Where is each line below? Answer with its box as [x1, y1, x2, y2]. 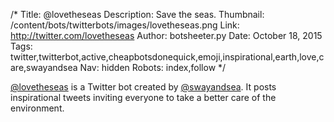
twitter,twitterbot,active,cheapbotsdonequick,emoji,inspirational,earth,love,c [10, 51, 325, 63]
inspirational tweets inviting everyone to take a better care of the [10, 92, 277, 103]
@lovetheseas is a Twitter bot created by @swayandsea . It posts [10, 81, 277, 93]
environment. [10, 102, 65, 114]
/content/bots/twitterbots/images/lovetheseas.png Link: [10, 19, 240, 31]
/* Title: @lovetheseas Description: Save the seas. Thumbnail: [10, 9, 265, 20]
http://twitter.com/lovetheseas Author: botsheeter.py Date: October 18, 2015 [10, 30, 323, 41]
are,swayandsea [10, 62, 78, 73]
